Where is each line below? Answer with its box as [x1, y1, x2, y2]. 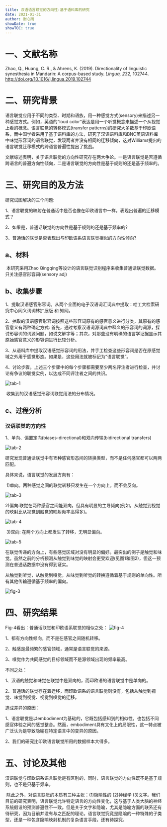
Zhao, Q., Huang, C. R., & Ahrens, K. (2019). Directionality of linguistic [5, 66, 147, 72]
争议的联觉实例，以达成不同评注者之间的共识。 [13, 370, 110, 376]
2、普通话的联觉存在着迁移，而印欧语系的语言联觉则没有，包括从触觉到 [5, 688, 152, 694]
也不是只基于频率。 [13, 781, 53, 787]
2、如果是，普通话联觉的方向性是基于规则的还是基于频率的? [5, 224, 128, 230]
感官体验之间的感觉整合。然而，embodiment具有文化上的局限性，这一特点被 [5, 722, 162, 728]
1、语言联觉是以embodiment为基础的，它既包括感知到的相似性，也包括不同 [5, 716, 159, 722]
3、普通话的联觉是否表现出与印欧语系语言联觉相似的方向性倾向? [5, 235, 137, 241]
